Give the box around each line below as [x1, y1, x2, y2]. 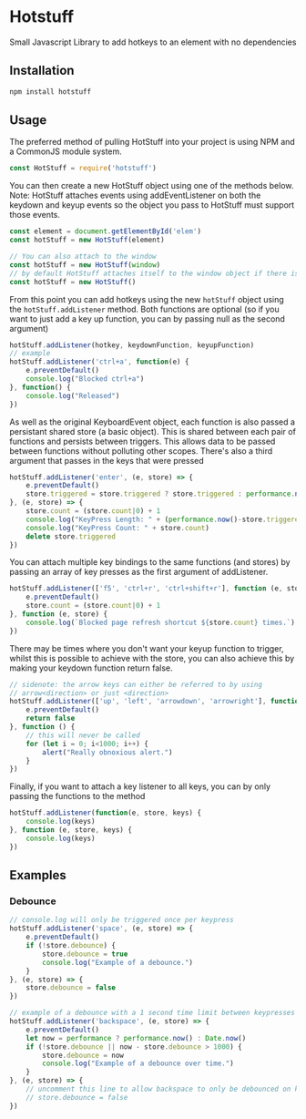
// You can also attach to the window [9, 252, 157, 262]
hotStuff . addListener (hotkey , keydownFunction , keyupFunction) [9, 340, 255, 350]
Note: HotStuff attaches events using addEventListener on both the [9, 190, 261, 201]
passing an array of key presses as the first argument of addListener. [9, 567, 269, 578]
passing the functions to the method [9, 791, 146, 802]
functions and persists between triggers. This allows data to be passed [9, 436, 276, 447]
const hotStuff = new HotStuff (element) [9, 235, 166, 245]
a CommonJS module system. [9, 146, 123, 157]
